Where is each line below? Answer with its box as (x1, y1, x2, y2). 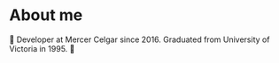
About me (9, 5, 83, 25)
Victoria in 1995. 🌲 (9, 43, 75, 53)
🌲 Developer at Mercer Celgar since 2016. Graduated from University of (9, 34, 270, 45)
